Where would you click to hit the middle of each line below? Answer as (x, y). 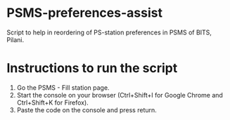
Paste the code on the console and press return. (87, 109)
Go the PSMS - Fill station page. (63, 87)
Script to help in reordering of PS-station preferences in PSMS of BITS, (109, 32)
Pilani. (15, 39)
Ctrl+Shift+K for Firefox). (52, 102)
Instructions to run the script (92, 68)
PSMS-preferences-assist (85, 13)
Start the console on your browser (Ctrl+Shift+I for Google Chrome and (120, 95)
